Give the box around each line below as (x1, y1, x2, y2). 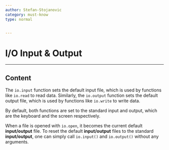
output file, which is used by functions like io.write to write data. (5, 98, 140, 104)
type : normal (5, 17, 33, 22)
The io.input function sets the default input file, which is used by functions (5, 87, 162, 93)
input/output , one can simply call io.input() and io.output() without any (5, 133, 159, 139)
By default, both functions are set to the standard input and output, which (5, 108, 157, 114)
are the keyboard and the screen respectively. (5, 113, 101, 119)
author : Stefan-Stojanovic (5, 7, 62, 13)
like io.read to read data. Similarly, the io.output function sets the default (5, 92, 158, 98)
